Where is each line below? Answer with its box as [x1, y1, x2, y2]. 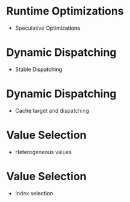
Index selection [15, 189, 53, 197]
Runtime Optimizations [6, 4, 124, 18]
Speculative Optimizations [15, 24, 80, 32]
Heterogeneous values [15, 148, 72, 155]
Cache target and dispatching [15, 107, 89, 114]
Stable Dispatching [15, 66, 62, 73]
